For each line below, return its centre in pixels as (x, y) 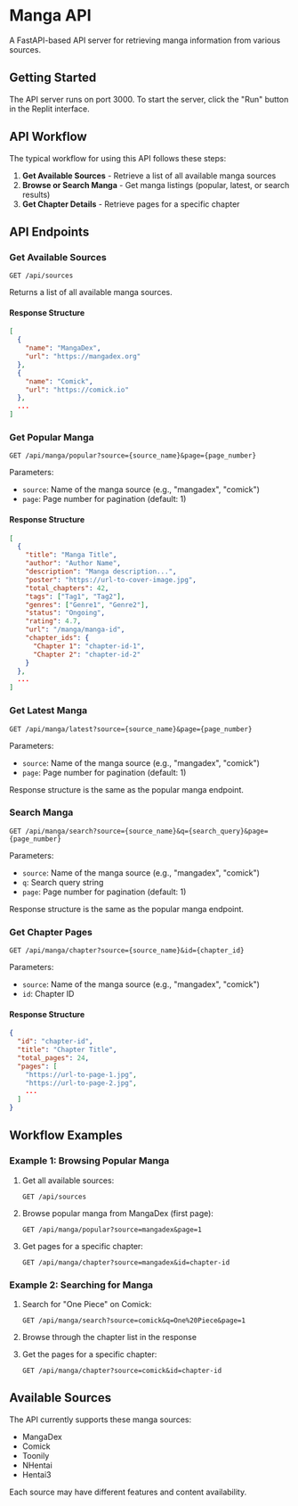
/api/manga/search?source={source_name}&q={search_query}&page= (147, 831)
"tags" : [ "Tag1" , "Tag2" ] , (75, 597)
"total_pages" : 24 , (53, 1057)
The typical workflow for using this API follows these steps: (118, 158)
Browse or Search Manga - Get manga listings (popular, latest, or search (156, 185)
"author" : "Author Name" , (73, 564)
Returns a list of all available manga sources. (91, 292)
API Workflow (48, 137)
